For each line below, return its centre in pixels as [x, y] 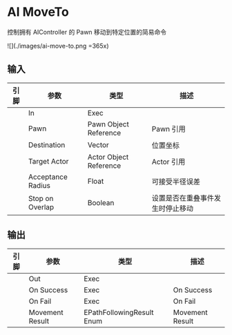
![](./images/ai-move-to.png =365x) [58, 46]
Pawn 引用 [169, 128]
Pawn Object [108, 124]
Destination [47, 144]
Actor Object [108, 157]
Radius [39, 185]
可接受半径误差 [176, 182]
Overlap [41, 207]
